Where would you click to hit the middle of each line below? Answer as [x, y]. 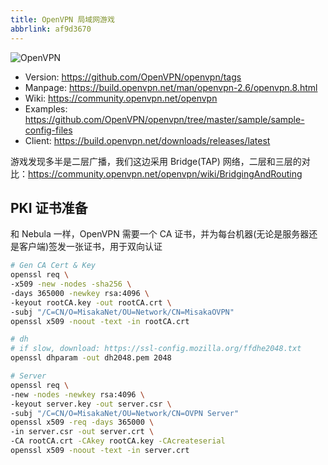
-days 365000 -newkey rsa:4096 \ [80, 293]
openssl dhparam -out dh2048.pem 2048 [91, 358]
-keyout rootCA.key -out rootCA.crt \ [91, 302]
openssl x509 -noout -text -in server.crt [100, 451]
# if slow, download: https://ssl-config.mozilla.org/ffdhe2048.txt [156, 349]
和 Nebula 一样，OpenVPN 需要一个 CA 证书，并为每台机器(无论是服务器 [160, 234]
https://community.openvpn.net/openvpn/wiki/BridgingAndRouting [165, 173]
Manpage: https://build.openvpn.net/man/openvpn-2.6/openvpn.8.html [171, 87]
